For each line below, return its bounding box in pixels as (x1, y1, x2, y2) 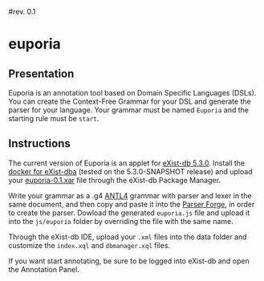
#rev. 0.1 (8, 7, 36, 16)
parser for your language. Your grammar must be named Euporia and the (8, 105, 249, 115)
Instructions (8, 136, 71, 151)
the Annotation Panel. (8, 264, 80, 274)
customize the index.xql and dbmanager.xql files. (8, 240, 171, 250)
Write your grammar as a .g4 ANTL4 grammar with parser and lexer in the (8, 190, 252, 200)
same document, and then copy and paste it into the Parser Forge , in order (8, 199, 255, 209)
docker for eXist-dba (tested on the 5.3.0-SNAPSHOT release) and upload (8, 166, 253, 176)
